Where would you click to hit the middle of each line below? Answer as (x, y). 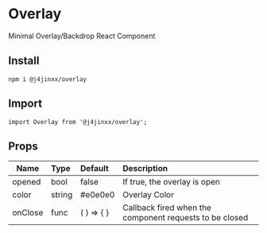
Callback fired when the (167, 208)
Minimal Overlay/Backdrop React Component (82, 36)
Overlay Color (149, 195)
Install (24, 61)
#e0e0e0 (97, 195)
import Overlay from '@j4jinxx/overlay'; (78, 122)
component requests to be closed (186, 218)
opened (27, 182)
